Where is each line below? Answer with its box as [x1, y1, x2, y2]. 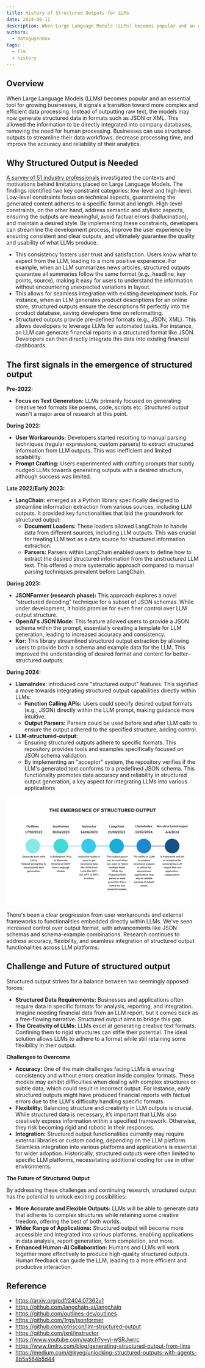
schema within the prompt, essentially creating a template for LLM [15, 624, 182, 632]
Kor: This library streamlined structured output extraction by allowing [15, 637, 189, 645]
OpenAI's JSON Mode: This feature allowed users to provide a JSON [15, 618, 189, 625]
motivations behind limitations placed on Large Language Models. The [6, 180, 183, 188]
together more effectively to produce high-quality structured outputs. [15, 1250, 190, 1257]
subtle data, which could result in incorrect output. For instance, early [15, 1084, 190, 1092]
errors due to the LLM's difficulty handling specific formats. [15, 1098, 165, 1105]
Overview [6, 78, 45, 89]
